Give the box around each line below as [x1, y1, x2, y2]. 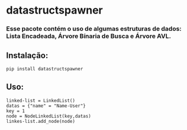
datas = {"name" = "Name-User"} [6, 103, 86, 109]
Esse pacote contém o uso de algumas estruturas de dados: [6, 25, 182, 33]
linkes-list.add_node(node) [6, 118, 76, 124]
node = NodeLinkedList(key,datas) [6, 113, 92, 119]
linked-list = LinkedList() [6, 97, 76, 103]
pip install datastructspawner [6, 66, 83, 71]
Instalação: [6, 50, 49, 60]
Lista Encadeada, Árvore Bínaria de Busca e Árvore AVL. [6, 32, 172, 40]
